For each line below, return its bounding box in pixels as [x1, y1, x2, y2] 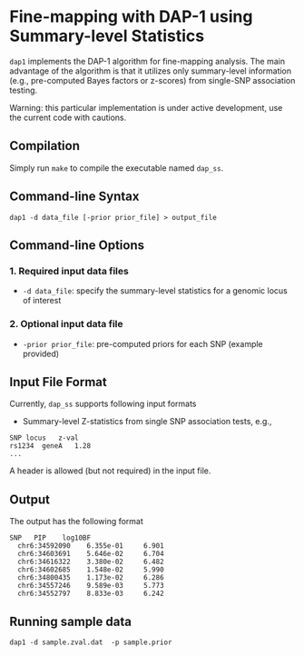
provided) [22, 348, 60, 359]
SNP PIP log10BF [9, 533, 92, 542]
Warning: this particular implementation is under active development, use [9, 102, 283, 113]
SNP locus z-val [9, 433, 79, 442]
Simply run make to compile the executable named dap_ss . [9, 162, 224, 174]
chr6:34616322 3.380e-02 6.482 [17, 557, 165, 567]
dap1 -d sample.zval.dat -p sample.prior [9, 638, 172, 647]
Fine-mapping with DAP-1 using [9, 6, 253, 27]
